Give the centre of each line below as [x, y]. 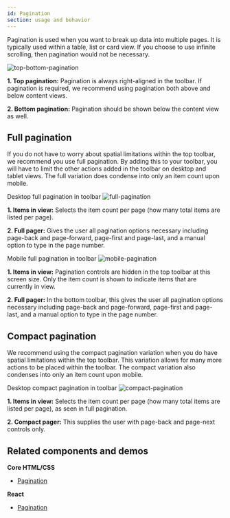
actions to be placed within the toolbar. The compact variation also [101, 367]
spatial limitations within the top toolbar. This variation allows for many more [114, 360]
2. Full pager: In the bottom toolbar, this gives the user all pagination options [115, 300]
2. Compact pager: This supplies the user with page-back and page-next [111, 422]
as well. [18, 116]
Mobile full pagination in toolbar [52, 259]
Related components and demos [78, 451]
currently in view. [32, 287]
